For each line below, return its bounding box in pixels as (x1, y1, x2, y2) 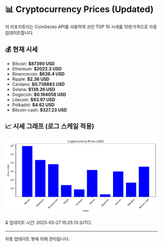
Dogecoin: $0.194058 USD (12, 92, 66, 97)
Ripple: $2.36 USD (12, 76, 50, 82)
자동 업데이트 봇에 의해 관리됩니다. (5, 236, 70, 242)
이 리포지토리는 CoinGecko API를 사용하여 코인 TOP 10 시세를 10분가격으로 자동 (5, 24, 157, 30)
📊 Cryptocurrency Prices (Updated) (5, 4, 154, 15)
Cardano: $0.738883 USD (12, 81, 65, 87)
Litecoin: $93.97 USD (12, 96, 56, 102)
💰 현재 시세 (5, 46, 38, 54)
